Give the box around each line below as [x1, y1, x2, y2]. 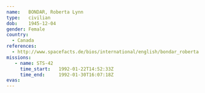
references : [6, 43, 37, 50]
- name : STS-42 [14, 60, 53, 66]
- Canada [12, 37, 34, 43]
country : [6, 32, 29, 38]
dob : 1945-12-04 [6, 20, 56, 26]
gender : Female [6, 26, 45, 32]
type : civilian [6, 15, 51, 21]
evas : [6, 77, 20, 83]
